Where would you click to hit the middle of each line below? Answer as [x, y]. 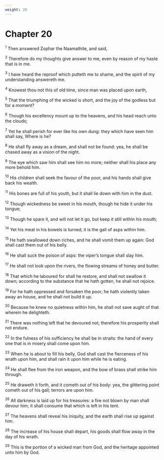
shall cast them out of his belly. [36, 245]
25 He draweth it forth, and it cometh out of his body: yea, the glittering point [82, 384]
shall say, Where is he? [28, 136]
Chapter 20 [29, 34]
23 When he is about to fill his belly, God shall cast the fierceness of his [77, 353]
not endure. [17, 328]
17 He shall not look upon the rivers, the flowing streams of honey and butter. [82, 265]
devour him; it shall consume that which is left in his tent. [62, 406]
